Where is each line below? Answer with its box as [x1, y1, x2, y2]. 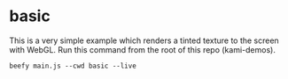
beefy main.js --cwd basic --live [9, 61, 137, 70]
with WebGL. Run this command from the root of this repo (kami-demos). [9, 44, 276, 54]
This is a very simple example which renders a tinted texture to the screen [9, 35, 279, 46]
